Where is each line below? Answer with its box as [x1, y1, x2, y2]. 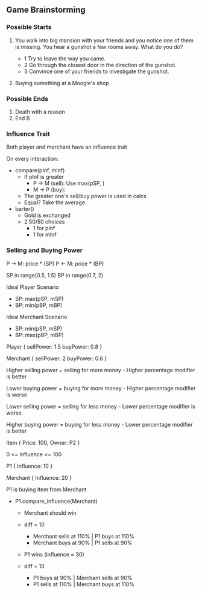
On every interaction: [6, 155, 58, 163]
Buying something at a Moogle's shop [14, 79, 110, 86]
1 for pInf [33, 225, 55, 232]
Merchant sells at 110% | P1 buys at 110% [33, 532, 134, 540]
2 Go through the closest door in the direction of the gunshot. [24, 61, 177, 68]
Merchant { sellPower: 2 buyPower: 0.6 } [6, 355, 107, 362]
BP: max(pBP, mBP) [14, 331, 65, 338]
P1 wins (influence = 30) [24, 550, 84, 558]
